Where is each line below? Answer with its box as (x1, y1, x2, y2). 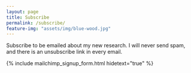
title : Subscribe (6, 14, 50, 20)
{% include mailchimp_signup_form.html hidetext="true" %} (6, 60, 154, 67)
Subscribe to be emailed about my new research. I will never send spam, (6, 42, 186, 49)
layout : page (6, 8, 39, 15)
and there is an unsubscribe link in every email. (6, 48, 123, 56)
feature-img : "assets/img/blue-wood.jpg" (6, 25, 111, 32)
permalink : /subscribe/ (6, 20, 66, 26)
